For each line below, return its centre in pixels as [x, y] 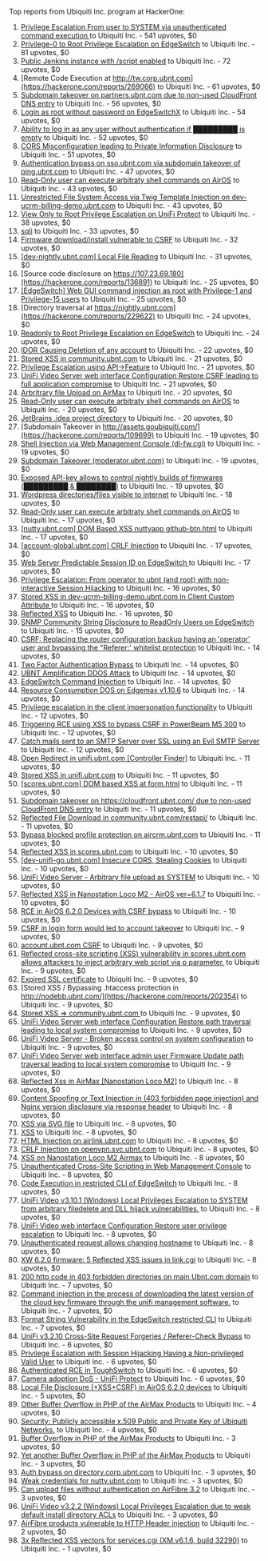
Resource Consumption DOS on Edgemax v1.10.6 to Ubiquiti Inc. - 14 [133, 690]
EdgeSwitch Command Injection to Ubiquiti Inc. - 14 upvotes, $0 [126, 682]
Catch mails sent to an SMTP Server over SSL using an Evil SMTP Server [140, 741]
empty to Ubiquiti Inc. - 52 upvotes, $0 [84, 138]
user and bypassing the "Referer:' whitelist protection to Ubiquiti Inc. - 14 [140, 648]
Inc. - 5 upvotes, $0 [53, 1396]
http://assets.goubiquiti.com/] [151, 426]
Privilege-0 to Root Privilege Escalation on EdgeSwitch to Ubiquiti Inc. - [138, 44]
